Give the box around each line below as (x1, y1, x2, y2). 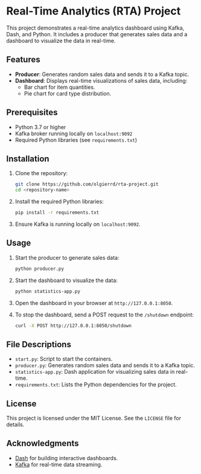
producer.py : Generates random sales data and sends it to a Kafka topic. (14, 362, 195, 369)
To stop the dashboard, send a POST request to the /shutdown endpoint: (14, 311, 194, 318)
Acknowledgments (6, 438, 80, 449)
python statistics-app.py (14, 288, 80, 294)
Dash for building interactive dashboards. (14, 454, 118, 461)
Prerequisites (6, 107, 58, 118)
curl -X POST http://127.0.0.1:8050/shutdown (14, 322, 132, 328)
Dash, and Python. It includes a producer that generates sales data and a (6, 30, 188, 37)
